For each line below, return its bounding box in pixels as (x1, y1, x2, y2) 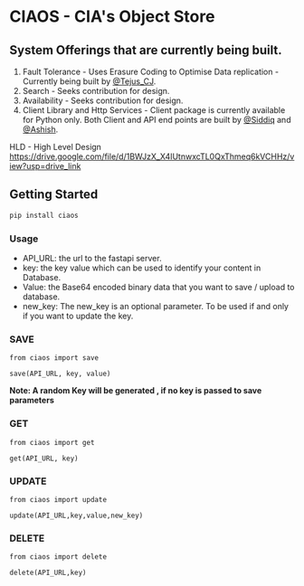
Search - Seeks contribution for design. (22, 86, 170, 96)
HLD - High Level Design (9, 142, 102, 152)
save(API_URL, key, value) (9, 369, 111, 379)
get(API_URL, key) (9, 454, 79, 463)
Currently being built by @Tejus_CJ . (22, 76, 157, 87)
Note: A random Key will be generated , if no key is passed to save (9, 385, 262, 396)
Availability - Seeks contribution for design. (22, 95, 184, 106)
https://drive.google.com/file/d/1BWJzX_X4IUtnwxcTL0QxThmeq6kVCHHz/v (9, 151, 295, 162)
